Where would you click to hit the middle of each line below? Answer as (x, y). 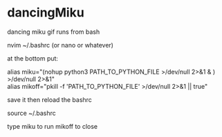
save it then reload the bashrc (49, 99)
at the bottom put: (33, 58)
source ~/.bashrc (32, 113)
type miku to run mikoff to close (53, 126)
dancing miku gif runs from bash (54, 32)
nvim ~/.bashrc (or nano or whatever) (61, 45)
